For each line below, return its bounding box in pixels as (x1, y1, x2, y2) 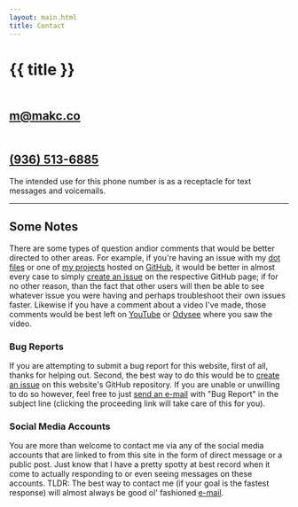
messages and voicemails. (9, 185, 106, 196)
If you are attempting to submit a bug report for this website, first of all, (9, 361, 269, 370)
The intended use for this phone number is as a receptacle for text (9, 175, 252, 186)
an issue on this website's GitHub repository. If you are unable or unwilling (9, 379, 281, 390)
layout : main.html (9, 12, 77, 22)
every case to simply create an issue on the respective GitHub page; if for (9, 271, 279, 282)
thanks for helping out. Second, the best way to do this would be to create (9, 370, 280, 380)
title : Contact (9, 21, 66, 30)
